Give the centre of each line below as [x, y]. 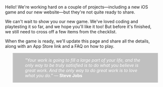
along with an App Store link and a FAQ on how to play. [60, 46]
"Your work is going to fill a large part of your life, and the [83, 60]
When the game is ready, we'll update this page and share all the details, [78, 41]
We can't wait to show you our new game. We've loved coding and [72, 22]
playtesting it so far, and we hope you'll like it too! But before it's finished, [78, 27]
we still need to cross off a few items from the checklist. [61, 32]
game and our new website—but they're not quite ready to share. [70, 12]
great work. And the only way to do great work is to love [81, 70]
